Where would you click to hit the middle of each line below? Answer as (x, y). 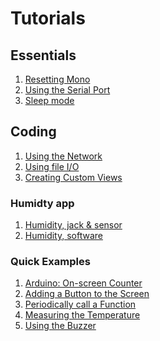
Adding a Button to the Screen (87, 294)
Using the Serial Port (67, 90)
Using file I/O (52, 166)
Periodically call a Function (80, 304)
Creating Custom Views (73, 177)
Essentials (43, 55)
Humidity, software (63, 236)
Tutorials (48, 18)
